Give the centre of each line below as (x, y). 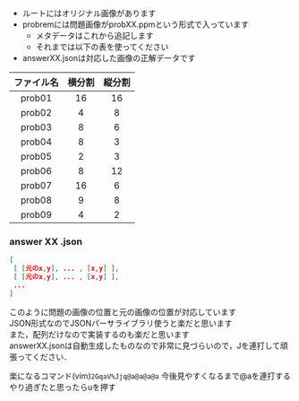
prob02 (36, 113)
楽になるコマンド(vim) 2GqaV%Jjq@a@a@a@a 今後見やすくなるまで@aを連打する (150, 376)
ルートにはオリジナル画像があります (89, 13)
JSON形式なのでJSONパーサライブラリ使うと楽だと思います (121, 323)
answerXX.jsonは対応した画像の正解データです (109, 58)
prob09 (36, 215)
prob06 (36, 171)
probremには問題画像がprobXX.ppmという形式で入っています (135, 24)
